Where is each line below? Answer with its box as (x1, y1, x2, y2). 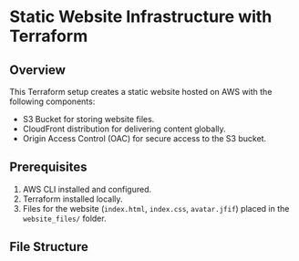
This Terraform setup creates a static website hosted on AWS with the (9, 87, 273, 97)
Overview (9, 62, 67, 78)
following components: (9, 96, 96, 107)
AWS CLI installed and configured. (22, 183, 152, 194)
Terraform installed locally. (22, 193, 123, 204)
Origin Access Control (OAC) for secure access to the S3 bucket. (22, 133, 267, 143)
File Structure (9, 239, 88, 255)
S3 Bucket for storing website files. (22, 114, 155, 124)
